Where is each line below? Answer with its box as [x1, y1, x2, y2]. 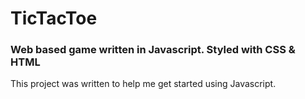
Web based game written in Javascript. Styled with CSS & [10, 43, 296, 57]
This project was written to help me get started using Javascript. [10, 78, 277, 90]
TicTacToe [10, 7, 98, 30]
